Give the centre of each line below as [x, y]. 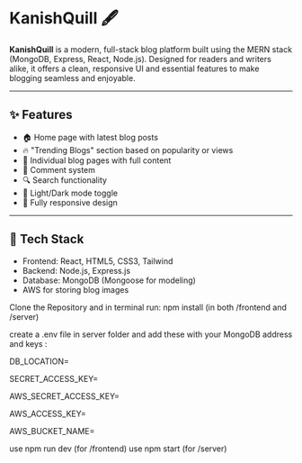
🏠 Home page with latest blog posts [90, 137]
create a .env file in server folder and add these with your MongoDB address [151, 334]
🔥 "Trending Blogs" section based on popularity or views [128, 150]
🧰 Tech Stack [47, 239]
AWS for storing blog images [75, 289]
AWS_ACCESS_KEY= [48, 413]
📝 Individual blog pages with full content [97, 160]
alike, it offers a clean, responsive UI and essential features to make [134, 68]
